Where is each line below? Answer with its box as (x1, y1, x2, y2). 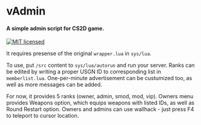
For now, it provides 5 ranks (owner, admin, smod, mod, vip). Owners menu (6, 93, 194, 100)
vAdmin (6, 4, 46, 18)
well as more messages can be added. (6, 81, 102, 89)
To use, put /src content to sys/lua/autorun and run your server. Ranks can (6, 62, 195, 69)
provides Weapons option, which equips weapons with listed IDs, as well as (6, 99, 195, 107)
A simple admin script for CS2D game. (6, 24, 105, 32)
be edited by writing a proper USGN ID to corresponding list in (6, 68, 162, 75)
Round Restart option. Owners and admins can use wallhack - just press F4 (6, 106, 194, 113)
